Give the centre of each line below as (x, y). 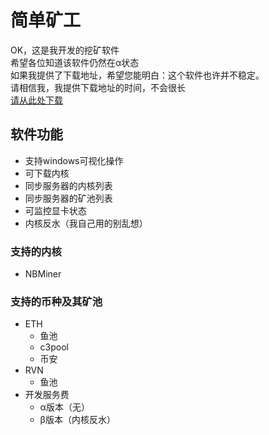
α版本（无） (64, 407)
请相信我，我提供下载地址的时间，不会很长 (98, 87)
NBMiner (43, 274)
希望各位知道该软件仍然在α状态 (75, 62)
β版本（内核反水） (77, 420)
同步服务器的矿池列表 (68, 198)
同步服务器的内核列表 (68, 185)
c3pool (54, 347)
